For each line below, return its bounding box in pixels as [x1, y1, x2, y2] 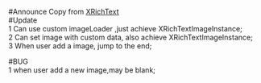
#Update [8, 15, 38, 25]
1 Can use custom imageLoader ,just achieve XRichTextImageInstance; [8, 24, 243, 33]
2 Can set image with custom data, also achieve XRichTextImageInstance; [8, 32, 254, 42]
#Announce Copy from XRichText [8, 7, 119, 16]
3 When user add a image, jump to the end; [8, 41, 152, 51]
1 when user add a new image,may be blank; [8, 65, 155, 75]
